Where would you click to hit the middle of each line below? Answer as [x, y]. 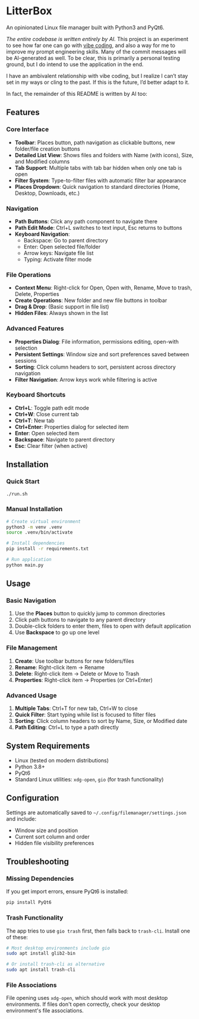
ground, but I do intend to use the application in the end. [75, 64]
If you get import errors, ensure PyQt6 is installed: [67, 892]
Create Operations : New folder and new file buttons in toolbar [91, 300]
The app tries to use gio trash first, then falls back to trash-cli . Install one [98, 931]
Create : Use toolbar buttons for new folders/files [75, 661]
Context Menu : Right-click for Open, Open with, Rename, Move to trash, [103, 288]
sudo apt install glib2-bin [41, 953]
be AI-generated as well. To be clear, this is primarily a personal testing [93, 58]
